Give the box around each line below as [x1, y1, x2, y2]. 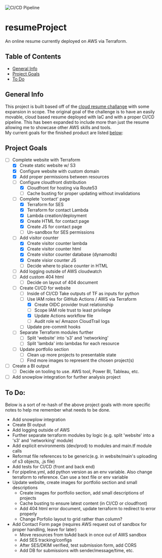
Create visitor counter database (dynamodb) [27, 251, 117, 257]
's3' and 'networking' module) [12, 437, 74, 443]
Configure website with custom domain [19, 168, 99, 174]
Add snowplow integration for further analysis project [12, 374, 121, 380]
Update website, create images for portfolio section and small [12, 479, 137, 485]
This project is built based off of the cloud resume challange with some [5, 104, 149, 109]
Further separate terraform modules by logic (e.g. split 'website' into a [12, 432, 155, 438]
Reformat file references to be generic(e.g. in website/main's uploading [12, 453, 158, 459]
